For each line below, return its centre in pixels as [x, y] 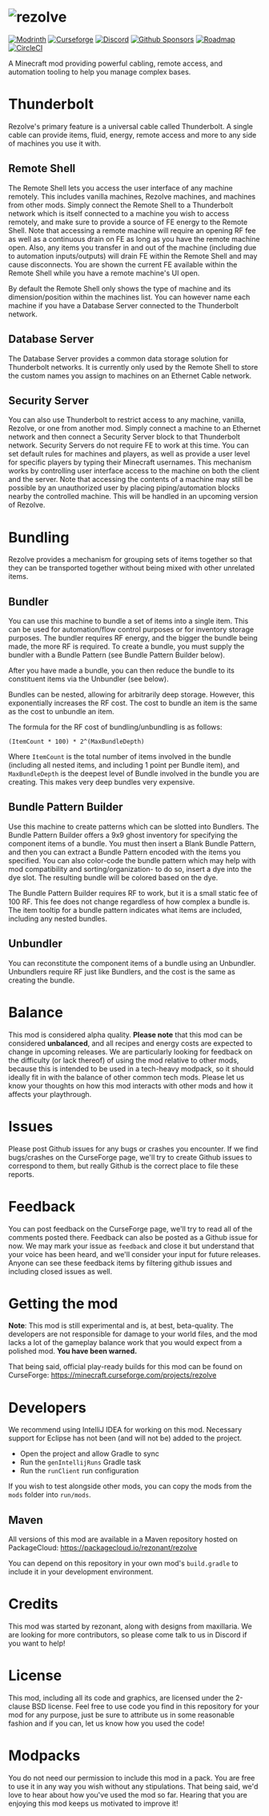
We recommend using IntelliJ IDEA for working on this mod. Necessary [125, 1430]
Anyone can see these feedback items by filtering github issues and [120, 1263]
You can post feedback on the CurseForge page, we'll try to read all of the [130, 1228]
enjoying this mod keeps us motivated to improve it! [93, 1803]
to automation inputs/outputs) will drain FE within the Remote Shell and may [133, 255]
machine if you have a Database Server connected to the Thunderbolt [123, 305]
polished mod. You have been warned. [73, 1351]
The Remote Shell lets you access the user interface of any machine [121, 187]
